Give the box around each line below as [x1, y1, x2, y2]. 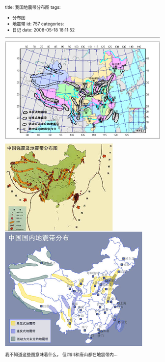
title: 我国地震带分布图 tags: [5, 4, 61, 10]
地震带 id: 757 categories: [12, 21, 64, 27]
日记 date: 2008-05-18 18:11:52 [12, 27, 75, 33]
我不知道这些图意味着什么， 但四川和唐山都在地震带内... [5, 352, 118, 358]
